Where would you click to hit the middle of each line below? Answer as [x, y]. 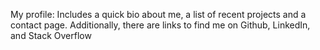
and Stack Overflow [51, 35]
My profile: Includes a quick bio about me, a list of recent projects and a [158, 14]
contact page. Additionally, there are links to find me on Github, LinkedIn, [160, 25]
